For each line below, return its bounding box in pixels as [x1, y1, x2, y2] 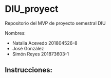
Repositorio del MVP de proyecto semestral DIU [5, 20, 106, 26]
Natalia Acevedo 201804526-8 [12, 40, 78, 46]
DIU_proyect [5, 3, 59, 15]
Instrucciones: [5, 66, 52, 74]
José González [12, 45, 44, 51]
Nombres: [5, 30, 26, 36]
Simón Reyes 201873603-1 [12, 51, 69, 57]
